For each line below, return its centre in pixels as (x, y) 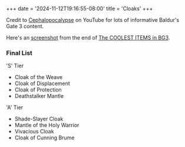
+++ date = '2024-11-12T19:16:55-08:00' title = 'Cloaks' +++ (80, 9)
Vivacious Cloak (34, 132)
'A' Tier (15, 107)
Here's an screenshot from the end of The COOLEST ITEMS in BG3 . (88, 37)
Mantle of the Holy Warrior (47, 125)
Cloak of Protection (38, 90)
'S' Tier (15, 66)
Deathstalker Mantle (39, 96)
